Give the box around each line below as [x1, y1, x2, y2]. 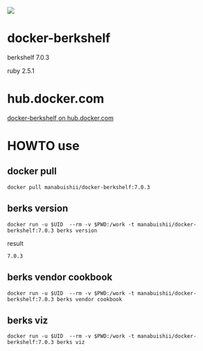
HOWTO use [7, 138, 80, 154]
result [7, 239, 24, 247]
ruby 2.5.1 [7, 66, 35, 75]
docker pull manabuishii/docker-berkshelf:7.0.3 [7, 183, 150, 190]
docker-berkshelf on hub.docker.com [7, 114, 114, 122]
